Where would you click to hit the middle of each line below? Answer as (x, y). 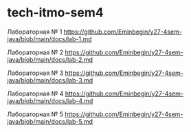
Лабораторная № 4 (35, 93)
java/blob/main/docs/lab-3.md (50, 80)
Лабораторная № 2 (35, 52)
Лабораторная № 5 (35, 114)
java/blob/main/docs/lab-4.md (50, 100)
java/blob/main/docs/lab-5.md (50, 121)
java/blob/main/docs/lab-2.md (50, 59)
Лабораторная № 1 (35, 32)
